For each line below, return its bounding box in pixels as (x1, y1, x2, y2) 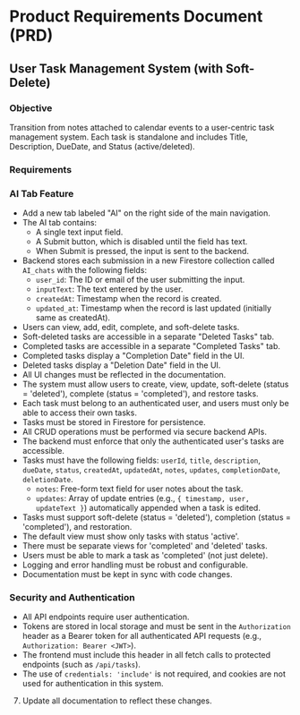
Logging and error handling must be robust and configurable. (21, 559, 249, 570)
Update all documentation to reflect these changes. (21, 695, 212, 706)
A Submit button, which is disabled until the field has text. (35, 236, 248, 247)
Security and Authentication (9, 592, 136, 604)
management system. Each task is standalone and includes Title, (9, 132, 248, 142)
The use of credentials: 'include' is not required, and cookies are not (21, 668, 287, 679)
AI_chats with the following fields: (21, 265, 148, 276)
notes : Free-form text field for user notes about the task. (35, 483, 244, 494)
